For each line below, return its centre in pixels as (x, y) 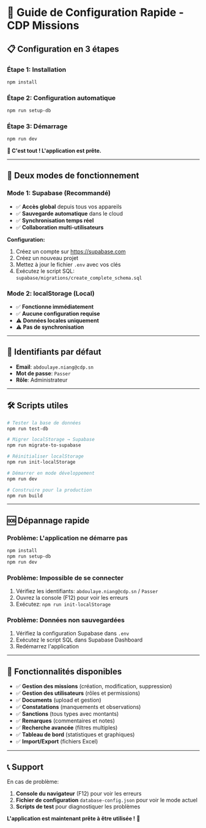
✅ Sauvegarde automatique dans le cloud (69, 213)
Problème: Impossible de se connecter (65, 578)
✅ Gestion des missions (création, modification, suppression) (94, 686)
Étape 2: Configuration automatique (61, 98)
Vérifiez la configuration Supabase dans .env (72, 634)
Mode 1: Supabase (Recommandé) (59, 193)
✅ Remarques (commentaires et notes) (65, 721)
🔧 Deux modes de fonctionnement (73, 176)
